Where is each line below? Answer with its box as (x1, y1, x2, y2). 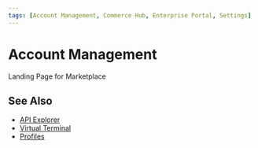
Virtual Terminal (19, 124, 72, 133)
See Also (8, 94, 53, 107)
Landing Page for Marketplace (8, 72, 106, 81)
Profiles (19, 131, 45, 142)
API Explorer (19, 115, 61, 124)
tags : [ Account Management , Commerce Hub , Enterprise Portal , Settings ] (8, 11, 252, 20)
